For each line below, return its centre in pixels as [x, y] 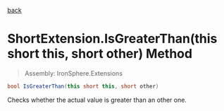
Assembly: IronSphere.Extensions [74, 73]
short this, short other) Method [100, 54]
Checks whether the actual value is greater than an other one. [97, 100]
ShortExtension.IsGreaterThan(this [112, 39]
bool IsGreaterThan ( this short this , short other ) [83, 86]
